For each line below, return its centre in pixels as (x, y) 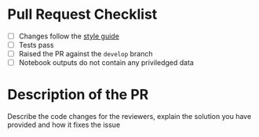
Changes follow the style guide (69, 36)
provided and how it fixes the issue (64, 125)
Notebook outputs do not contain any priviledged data (106, 63)
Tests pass (36, 45)
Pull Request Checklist (82, 14)
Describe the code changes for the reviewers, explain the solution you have (129, 117)
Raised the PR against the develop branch (86, 54)
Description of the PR (78, 95)
